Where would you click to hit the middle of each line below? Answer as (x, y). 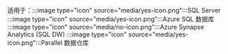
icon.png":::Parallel (35, 43)
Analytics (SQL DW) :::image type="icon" (67, 34)
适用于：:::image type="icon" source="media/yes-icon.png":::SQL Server (114, 10)
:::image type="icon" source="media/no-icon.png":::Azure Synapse (106, 27)
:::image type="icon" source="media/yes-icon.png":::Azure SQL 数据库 (111, 19)
